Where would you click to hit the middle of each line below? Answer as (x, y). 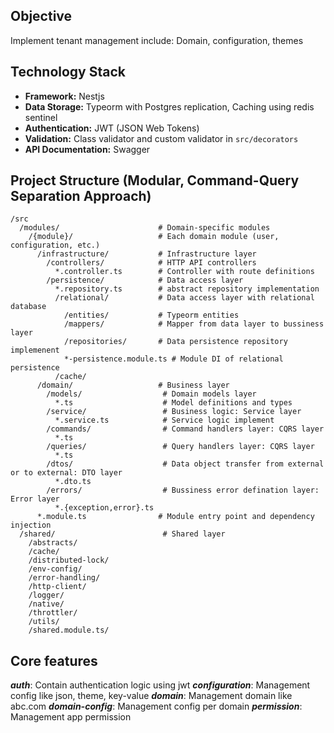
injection (31, 525)
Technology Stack (68, 72)
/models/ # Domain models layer (151, 394)
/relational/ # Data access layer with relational (184, 298)
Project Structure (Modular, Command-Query (155, 180)
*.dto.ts (73, 482)
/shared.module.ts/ (69, 630)
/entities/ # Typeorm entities (151, 315)
